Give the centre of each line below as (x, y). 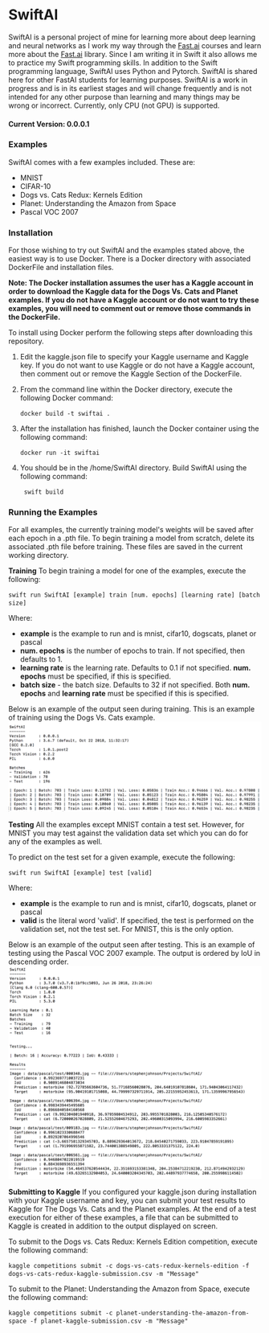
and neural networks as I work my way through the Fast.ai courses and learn (135, 45)
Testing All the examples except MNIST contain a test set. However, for (126, 824)
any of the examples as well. (55, 841)
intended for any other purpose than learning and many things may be (124, 96)
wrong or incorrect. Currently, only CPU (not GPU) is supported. (114, 105)
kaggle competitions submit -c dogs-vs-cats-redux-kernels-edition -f (129, 1265)
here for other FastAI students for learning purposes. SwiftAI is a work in (128, 80)
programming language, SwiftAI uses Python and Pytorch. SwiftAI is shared (133, 71)
